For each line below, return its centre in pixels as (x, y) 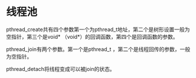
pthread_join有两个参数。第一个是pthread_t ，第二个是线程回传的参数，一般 (98, 49)
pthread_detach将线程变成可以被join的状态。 (61, 69)
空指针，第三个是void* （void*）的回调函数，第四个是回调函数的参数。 (92, 36)
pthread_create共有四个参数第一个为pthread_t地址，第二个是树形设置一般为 (98, 29)
